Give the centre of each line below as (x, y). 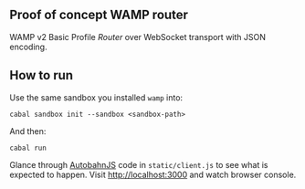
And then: (28, 131)
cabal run (28, 148)
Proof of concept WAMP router (99, 15)
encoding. (28, 47)
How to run (42, 75)
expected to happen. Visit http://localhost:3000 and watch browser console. (153, 174)
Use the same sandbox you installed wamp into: (96, 97)
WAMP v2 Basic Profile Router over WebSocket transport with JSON (138, 37)
